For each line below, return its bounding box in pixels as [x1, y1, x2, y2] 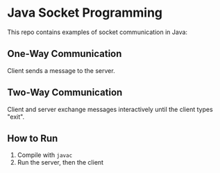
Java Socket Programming [7, 5, 163, 21]
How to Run [7, 132, 58, 144]
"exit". [7, 113, 25, 121]
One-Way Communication [7, 48, 122, 60]
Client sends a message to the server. [7, 66, 116, 74]
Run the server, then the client [17, 158, 104, 167]
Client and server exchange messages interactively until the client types [7, 105, 213, 113]
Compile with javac [17, 151, 73, 159]
